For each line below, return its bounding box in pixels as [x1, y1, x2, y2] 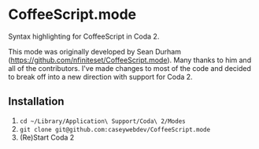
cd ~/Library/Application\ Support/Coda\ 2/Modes [19, 117, 187, 125]
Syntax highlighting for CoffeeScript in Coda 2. [8, 32, 160, 41]
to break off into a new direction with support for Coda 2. [8, 72, 193, 81]
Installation [8, 95, 65, 108]
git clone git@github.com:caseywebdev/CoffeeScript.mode [19, 125, 211, 133]
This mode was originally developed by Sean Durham [8, 47, 181, 56]
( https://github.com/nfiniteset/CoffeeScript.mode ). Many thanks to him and [8, 55, 252, 65]
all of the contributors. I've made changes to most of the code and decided [8, 63, 252, 73]
